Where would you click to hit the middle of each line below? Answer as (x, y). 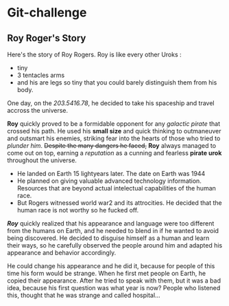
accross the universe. (38, 110)
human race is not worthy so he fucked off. (78, 210)
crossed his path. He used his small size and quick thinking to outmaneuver (114, 131)
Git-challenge (47, 13)
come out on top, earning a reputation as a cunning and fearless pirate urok (114, 153)
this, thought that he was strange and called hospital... (84, 295)
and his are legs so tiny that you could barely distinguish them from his (117, 83)
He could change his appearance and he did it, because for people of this (111, 266)
